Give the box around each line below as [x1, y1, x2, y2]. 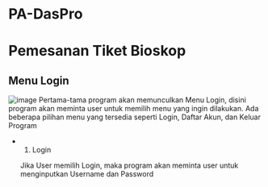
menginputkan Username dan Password [19, 169, 154, 179]
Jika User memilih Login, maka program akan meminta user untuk [19, 160, 239, 170]
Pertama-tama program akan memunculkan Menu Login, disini [39, 95, 246, 105]
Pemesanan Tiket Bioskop [8, 42, 186, 60]
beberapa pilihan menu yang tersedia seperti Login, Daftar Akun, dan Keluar [8, 112, 261, 122]
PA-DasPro [8, 5, 83, 23]
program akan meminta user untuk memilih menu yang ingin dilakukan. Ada [8, 104, 259, 114]
